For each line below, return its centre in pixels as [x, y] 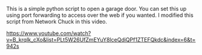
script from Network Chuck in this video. [57, 21]
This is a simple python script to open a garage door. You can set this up [96, 9]
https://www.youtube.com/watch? [49, 33]
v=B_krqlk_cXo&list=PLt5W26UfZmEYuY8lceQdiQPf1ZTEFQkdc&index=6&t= [101, 40]
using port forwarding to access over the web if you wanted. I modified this [100, 15]
